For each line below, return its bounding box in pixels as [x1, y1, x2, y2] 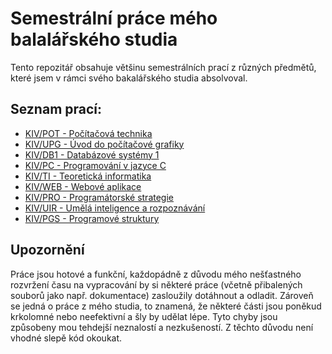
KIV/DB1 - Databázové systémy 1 [24, 148, 160, 161]
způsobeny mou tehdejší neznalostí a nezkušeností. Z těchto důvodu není [10, 321, 314, 333]
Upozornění [10, 242, 85, 259]
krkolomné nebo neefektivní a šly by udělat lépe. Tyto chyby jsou [10, 310, 278, 322]
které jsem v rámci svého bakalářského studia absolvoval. [10, 72, 248, 84]
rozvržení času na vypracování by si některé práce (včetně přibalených [10, 278, 303, 291]
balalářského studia [10, 28, 178, 51]
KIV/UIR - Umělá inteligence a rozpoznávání [24, 202, 206, 214]
